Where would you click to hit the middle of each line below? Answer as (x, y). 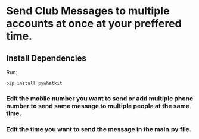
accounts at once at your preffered (94, 23)
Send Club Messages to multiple (88, 11)
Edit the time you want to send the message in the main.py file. (99, 129)
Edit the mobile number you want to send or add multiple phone (100, 98)
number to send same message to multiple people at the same (98, 106)
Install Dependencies (46, 58)
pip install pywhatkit (34, 83)
